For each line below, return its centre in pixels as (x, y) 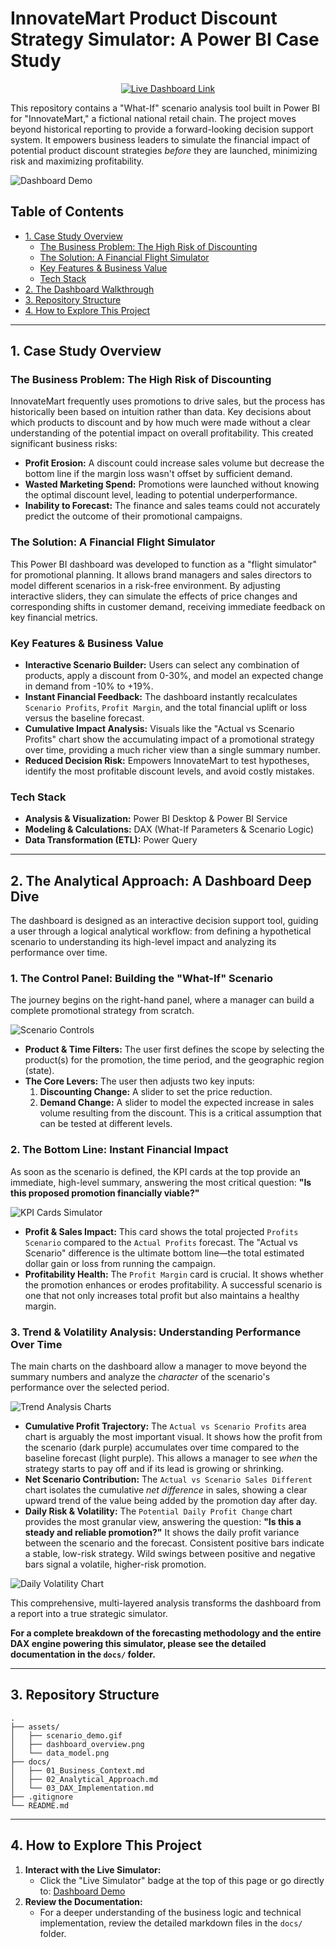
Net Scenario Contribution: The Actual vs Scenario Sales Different (168, 1479)
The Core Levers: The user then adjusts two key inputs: (139, 1081)
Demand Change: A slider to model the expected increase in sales (177, 1103)
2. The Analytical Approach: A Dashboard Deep (161, 880)
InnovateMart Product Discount (144, 18)
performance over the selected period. (90, 1388)
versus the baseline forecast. (84, 718)
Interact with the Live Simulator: (93, 1869)
